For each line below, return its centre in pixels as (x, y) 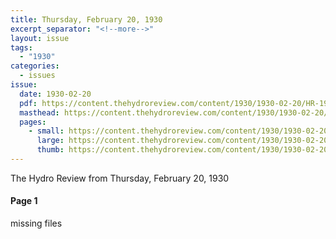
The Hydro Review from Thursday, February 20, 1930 (120, 178)
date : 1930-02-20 (55, 94)
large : (50, 141)
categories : (35, 66)
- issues (37, 76)
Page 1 (24, 201)
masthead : (39, 112)
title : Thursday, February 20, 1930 (86, 19)
